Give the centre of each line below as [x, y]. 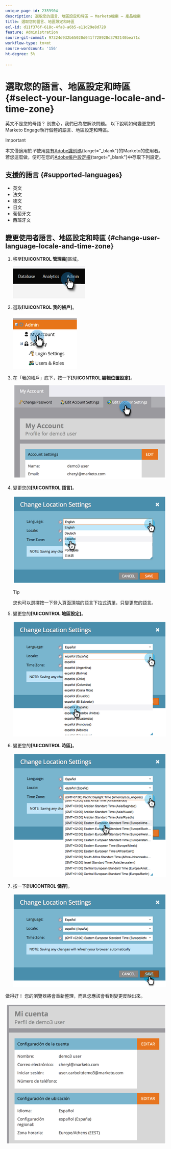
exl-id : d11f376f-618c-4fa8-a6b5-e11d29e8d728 [56, 27]
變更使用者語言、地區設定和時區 [56, 238]
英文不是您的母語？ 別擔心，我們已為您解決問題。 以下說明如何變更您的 [80, 124]
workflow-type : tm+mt [28, 43]
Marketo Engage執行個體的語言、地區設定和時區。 [58, 130]
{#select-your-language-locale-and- [86, 98]
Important [16, 140]
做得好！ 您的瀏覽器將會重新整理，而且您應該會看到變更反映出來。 [75, 996]
